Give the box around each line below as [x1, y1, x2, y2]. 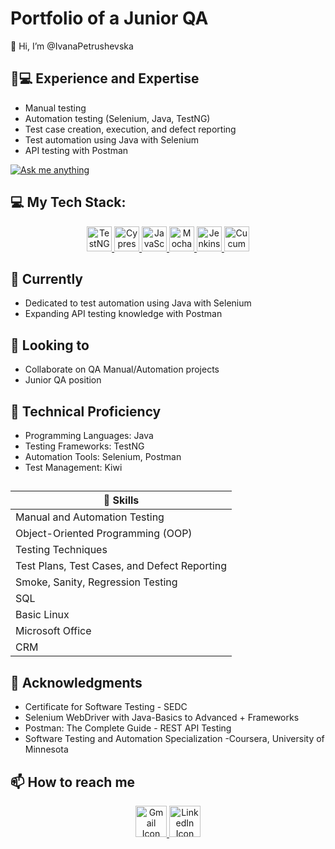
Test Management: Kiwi [24, 462, 123, 473]
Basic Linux [15, 608, 70, 622]
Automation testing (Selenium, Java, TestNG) [24, 112, 211, 124]
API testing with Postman [24, 144, 129, 156]
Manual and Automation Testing [15, 510, 165, 524]
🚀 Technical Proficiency [10, 403, 162, 420]
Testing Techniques [15, 543, 108, 557]
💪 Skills [103, 493, 140, 507]
